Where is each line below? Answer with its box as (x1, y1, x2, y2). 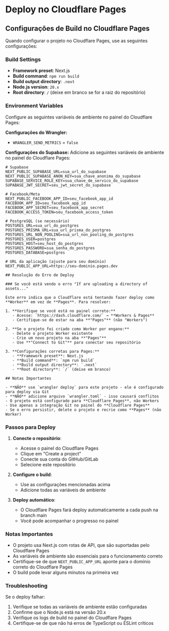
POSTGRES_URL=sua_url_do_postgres (5, 223, 79, 228)
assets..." (5, 286, 29, 291)
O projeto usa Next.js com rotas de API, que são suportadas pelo (12, 542, 150, 548)
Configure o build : (12, 471, 52, 477)
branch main (20, 512, 47, 518)
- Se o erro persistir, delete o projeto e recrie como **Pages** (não (5, 407, 161, 412)
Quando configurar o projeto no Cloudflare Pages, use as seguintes (5, 37, 148, 44)
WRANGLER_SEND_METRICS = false (12, 139, 78, 145)
